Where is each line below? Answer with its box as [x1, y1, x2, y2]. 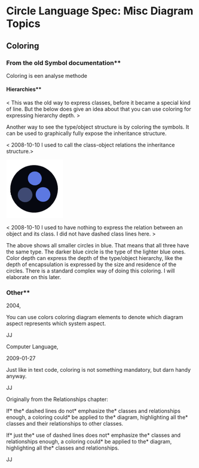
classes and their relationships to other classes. [6, 420, 124, 427]
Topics [6, 17, 41, 30]
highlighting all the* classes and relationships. [6, 444, 120, 452]
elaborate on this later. [6, 274, 62, 281]
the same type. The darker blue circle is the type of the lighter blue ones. [6, 248, 186, 255]
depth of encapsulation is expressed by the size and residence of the [6, 261, 177, 268]
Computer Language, [6, 343, 59, 350]
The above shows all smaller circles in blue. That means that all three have [6, 242, 189, 249]
